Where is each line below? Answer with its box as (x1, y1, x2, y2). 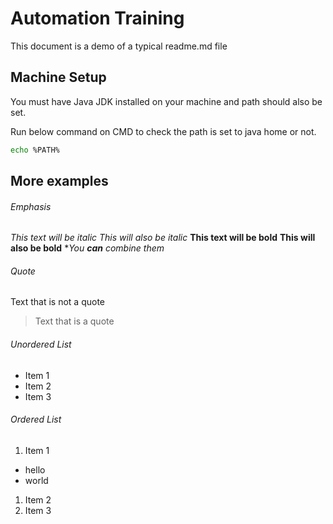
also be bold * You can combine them (10, 242, 165, 254)
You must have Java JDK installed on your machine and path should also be (10, 95, 323, 107)
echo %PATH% (10, 145, 60, 155)
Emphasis (10, 200, 52, 212)
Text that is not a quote (10, 296, 106, 308)
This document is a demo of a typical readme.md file (10, 40, 228, 52)
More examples (10, 173, 109, 190)
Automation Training (10, 7, 185, 30)
